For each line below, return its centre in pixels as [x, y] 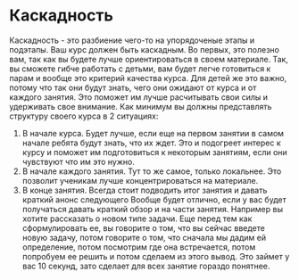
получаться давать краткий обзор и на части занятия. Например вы [153, 209]
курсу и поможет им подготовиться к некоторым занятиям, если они [154, 152]
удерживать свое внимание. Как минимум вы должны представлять [141, 106]
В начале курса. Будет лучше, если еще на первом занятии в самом [153, 133]
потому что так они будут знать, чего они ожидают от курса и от [133, 87]
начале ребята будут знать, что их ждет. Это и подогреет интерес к [151, 143]
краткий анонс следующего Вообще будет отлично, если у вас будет [154, 199]
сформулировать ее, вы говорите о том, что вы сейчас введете [143, 227]
